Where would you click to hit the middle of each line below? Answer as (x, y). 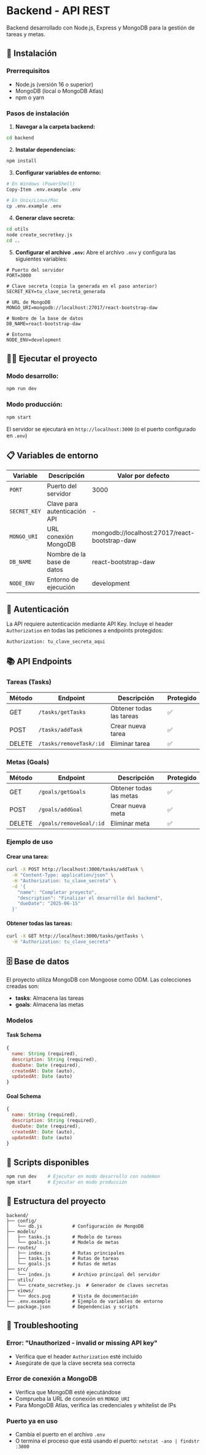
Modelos (20, 1020)
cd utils (17, 229)
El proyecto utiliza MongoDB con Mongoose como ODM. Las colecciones (99, 980)
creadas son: (23, 986)
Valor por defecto (143, 476)
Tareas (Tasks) (29, 682)
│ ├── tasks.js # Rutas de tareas (63, 1258)
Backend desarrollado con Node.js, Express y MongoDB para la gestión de (101, 28)
